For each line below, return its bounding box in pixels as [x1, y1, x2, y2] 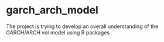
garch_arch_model [6, 3, 98, 17]
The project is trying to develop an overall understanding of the [6, 23, 159, 30]
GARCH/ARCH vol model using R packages [6, 29, 110, 36]
